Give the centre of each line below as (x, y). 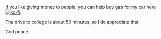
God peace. (17, 32)
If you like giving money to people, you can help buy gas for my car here (81, 7)
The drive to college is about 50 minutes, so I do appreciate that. (73, 22)
